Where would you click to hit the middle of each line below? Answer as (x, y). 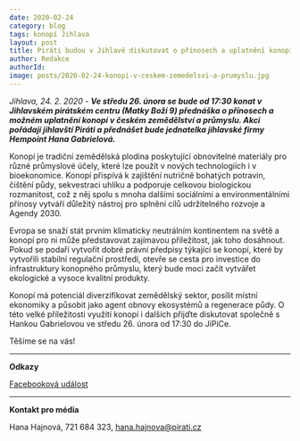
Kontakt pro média (44, 409)
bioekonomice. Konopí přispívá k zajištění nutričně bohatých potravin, (137, 175)
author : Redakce (39, 59)
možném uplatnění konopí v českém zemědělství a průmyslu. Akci (135, 120)
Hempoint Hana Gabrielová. (62, 138)
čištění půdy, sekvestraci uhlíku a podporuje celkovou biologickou (130, 185)
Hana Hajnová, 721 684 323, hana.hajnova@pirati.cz (105, 427)
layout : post (33, 42)
